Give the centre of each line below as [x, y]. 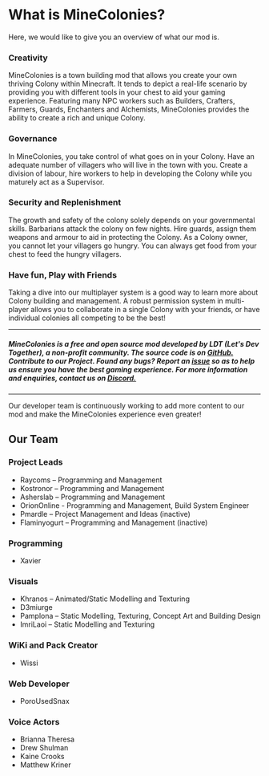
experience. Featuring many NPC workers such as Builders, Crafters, [122, 101]
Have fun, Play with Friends [63, 274]
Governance [33, 139]
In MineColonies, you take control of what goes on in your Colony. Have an [131, 156]
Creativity [28, 58]
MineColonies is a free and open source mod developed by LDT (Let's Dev [134, 343]
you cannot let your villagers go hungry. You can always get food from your [132, 246]
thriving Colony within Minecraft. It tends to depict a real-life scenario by [128, 84]
